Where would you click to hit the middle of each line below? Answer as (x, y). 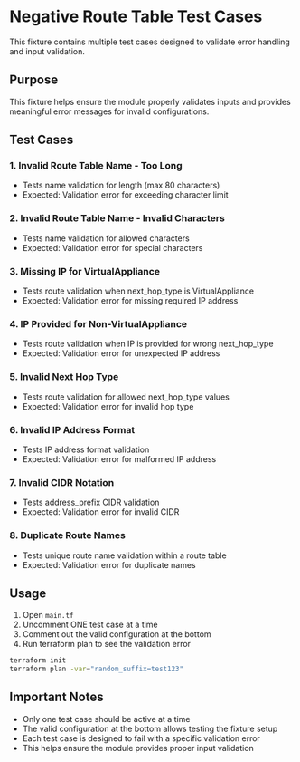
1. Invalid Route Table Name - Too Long (96, 166)
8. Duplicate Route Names (68, 535)
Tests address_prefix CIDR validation (91, 502)
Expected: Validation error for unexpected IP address (121, 353)
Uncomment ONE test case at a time (90, 625)
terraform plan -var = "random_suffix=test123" (96, 669)
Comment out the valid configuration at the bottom (117, 634)
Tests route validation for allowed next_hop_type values (126, 397)
